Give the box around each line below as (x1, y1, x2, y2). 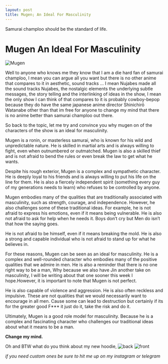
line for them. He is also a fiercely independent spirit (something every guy (5, 179, 160, 185)
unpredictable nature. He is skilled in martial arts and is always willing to (5, 143, 154, 149)
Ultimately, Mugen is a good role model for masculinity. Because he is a (5, 313, 153, 319)
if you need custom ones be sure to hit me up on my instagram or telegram (5, 353, 160, 359)
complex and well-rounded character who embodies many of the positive (5, 256, 157, 262)
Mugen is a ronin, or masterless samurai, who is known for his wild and (5, 137, 152, 143)
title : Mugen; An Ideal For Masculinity (5, 12, 92, 17)
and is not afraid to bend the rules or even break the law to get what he (5, 153, 152, 159)
